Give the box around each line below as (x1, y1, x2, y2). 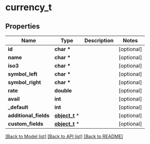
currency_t (5, 2, 52, 13)
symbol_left (8, 70, 38, 78)
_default (8, 104, 28, 111)
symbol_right (8, 79, 41, 86)
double (54, 87, 72, 94)
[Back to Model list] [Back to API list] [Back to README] (5, 133, 123, 139)
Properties (5, 22, 40, 31)
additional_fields (8, 112, 50, 119)
